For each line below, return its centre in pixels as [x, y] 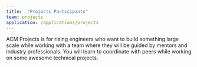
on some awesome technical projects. [52, 58]
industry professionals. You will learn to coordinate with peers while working [99, 52]
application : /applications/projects [52, 22]
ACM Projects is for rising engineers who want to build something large [93, 39]
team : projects [25, 17]
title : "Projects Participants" [47, 11]
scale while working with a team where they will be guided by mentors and [97, 45]
